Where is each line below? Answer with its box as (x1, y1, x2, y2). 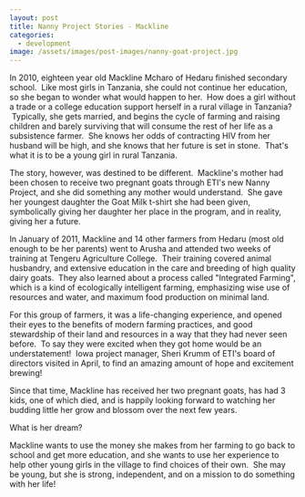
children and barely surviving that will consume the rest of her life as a (9, 120, 273, 132)
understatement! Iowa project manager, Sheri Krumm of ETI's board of (9, 348, 276, 359)
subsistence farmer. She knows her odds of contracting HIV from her (9, 130, 271, 141)
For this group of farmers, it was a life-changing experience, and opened (9, 309, 282, 320)
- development (17, 38, 71, 48)
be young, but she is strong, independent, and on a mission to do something (9, 469, 296, 480)
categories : (9, 30, 55, 39)
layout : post (9, 13, 59, 23)
